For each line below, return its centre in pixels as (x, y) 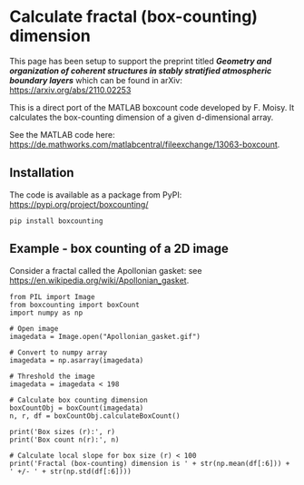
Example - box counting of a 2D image (119, 249)
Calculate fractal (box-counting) (134, 17)
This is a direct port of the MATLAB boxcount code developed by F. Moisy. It (152, 107)
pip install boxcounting (56, 221)
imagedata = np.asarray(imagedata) (77, 360)
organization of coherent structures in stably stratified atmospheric (141, 71)
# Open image (34, 328)
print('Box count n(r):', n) (64, 440)
